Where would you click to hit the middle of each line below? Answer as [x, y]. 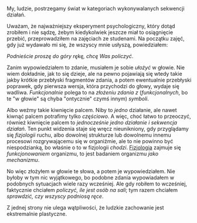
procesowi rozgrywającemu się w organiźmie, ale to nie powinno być [90, 141]
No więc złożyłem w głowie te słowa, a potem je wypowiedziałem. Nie [91, 171]
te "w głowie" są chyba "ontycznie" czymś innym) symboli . [78, 99]
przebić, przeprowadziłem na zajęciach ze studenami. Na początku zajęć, [96, 38]
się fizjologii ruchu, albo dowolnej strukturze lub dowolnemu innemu [89, 135]
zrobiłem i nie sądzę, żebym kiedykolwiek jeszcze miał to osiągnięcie [90, 32]
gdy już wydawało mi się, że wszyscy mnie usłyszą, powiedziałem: [87, 45]
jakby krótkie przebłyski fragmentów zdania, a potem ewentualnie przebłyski [99, 80]
